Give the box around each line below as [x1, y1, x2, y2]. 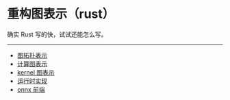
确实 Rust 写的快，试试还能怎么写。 [7, 30, 107, 38]
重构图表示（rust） [7, 6, 115, 22]
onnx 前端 [16, 85, 46, 93]
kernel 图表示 [16, 68, 55, 76]
